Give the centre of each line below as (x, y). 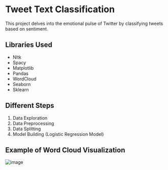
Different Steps (30, 106)
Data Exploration (30, 118)
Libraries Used (29, 45)
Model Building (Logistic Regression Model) (58, 134)
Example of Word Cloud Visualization (65, 150)
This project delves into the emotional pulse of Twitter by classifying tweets (84, 23)
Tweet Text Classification (60, 9)
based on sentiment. (27, 29)
